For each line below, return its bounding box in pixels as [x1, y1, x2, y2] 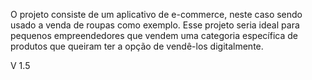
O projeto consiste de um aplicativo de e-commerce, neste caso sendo [10, 9, 303, 20]
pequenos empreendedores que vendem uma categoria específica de [10, 30, 298, 41]
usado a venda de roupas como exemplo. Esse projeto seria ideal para [10, 19, 300, 31]
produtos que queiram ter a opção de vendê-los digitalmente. [10, 40, 264, 52]
